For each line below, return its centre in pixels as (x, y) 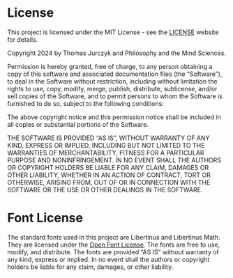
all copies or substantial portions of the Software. (78, 124)
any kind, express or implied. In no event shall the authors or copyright (108, 259)
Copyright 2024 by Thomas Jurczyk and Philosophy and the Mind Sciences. (117, 53)
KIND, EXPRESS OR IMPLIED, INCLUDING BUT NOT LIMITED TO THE (106, 145)
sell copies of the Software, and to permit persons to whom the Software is (115, 96)
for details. (23, 39)
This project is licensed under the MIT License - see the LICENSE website (113, 32)
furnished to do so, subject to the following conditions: (85, 103)
